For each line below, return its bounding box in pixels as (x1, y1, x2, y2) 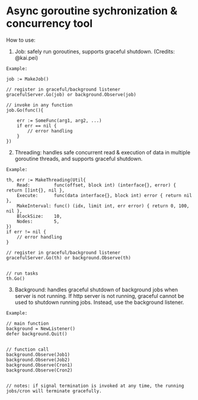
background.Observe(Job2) (6, 357, 70, 363)
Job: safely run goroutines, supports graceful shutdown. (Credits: (14, 47, 175, 55)
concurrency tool (6, 17, 93, 30)
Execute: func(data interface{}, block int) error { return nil (17, 192, 193, 198)
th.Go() (6, 275, 25, 281)
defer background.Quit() (6, 331, 68, 336)
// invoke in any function (6, 102, 73, 108)
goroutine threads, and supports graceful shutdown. (14, 155, 143, 162)
